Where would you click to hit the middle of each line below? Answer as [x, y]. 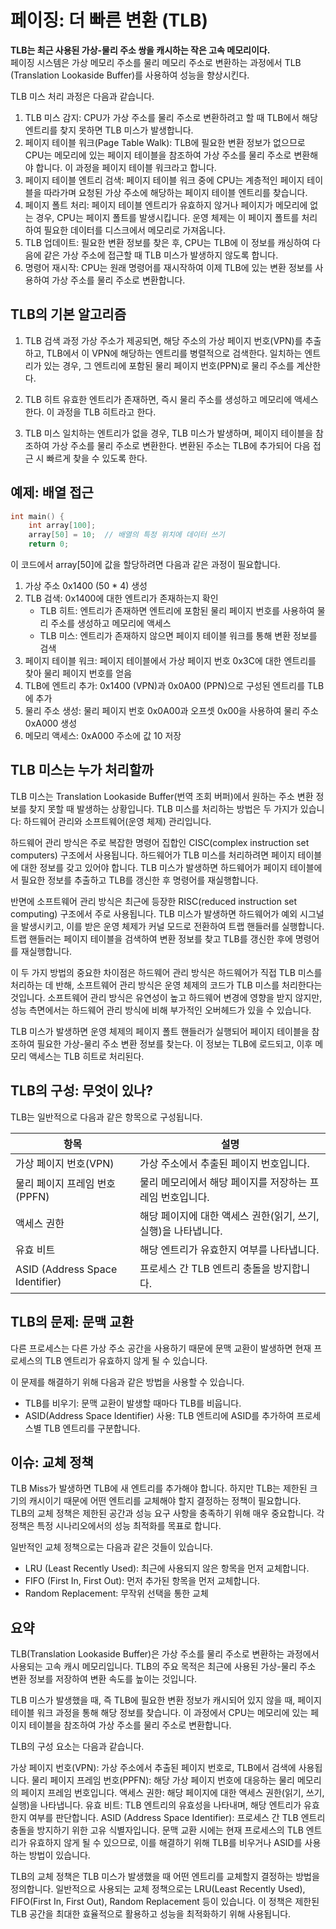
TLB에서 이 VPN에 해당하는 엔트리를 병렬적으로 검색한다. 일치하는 [174, 353]
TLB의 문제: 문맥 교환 [72, 1322]
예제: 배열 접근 [52, 492]
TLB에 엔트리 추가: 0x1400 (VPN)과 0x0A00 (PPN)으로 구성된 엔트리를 [165, 686]
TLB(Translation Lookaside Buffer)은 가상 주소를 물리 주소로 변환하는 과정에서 [165, 1654]
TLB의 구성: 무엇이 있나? [82, 1091]
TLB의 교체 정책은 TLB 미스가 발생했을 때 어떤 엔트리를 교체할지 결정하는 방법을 [165, 1877]
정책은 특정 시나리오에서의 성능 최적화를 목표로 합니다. [116, 1526]
